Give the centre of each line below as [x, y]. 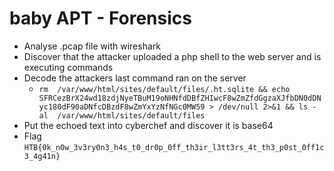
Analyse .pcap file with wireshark [92, 46]
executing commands [68, 67]
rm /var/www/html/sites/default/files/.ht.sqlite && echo [164, 89]
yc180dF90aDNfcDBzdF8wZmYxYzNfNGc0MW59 [122, 107]
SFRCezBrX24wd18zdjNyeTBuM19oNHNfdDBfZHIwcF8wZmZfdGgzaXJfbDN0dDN [180, 98]
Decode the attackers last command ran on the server [135, 78]
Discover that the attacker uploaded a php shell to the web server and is [172, 56]
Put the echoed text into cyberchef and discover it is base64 [148, 125]
